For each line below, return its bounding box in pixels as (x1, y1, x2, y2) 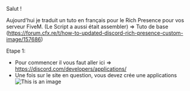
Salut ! (6, 5, 22, 12)
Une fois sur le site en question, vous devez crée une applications (14, 72, 177, 78)
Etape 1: (6, 47, 26, 54)
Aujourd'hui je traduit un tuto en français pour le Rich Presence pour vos (6, 17, 184, 23)
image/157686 (6, 36, 42, 43)
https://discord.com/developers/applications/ (14, 65, 127, 72)
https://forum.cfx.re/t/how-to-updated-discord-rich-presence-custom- (8, 29, 183, 37)
